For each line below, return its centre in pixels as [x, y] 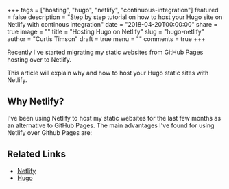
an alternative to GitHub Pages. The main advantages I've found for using [111, 125]
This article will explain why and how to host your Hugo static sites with [108, 73]
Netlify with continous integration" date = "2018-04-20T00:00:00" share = [112, 24]
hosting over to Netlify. [39, 60]
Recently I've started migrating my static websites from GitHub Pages [105, 52]
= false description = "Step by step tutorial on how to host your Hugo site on [115, 17]
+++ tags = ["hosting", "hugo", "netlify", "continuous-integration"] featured [113, 10]
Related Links [37, 154]
